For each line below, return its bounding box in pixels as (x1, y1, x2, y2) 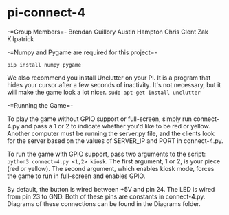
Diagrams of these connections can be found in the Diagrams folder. (7, 199, 201, 207)
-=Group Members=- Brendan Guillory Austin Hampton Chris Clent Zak (7, 27, 208, 36)
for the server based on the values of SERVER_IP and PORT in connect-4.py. (7, 136, 223, 145)
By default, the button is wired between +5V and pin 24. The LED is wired (7, 185, 215, 193)
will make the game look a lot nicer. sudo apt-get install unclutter (7, 88, 201, 96)
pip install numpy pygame (7, 61, 81, 68)
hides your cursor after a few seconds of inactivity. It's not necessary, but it (7, 80, 221, 89)
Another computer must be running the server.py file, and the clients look (7, 129, 215, 137)
